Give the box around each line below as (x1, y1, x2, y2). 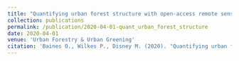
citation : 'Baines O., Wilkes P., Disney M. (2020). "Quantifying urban (7, 43, 228, 50)
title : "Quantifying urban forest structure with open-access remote (7, 10, 218, 18)
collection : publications (7, 17, 84, 24)
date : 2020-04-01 (7, 29, 59, 37)
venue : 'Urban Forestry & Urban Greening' (7, 36, 135, 43)
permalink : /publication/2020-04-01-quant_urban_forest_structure (7, 23, 208, 30)
